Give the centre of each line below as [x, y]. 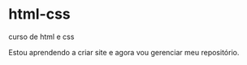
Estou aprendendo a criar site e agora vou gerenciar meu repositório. [124, 52]
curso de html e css [41, 37]
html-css [39, 14]
